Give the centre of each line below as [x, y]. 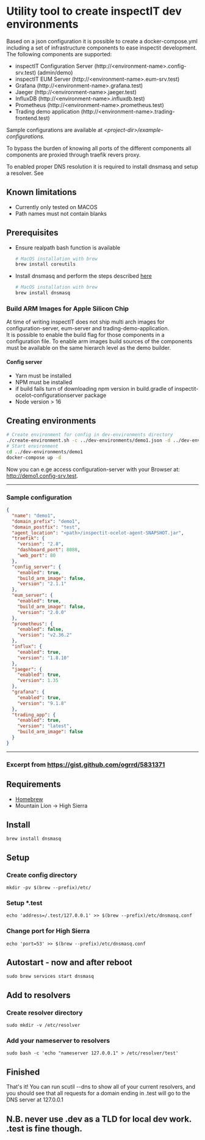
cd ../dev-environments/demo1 [45, 452]
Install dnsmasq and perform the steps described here [84, 276]
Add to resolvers [39, 995]
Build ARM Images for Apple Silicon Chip [68, 308]
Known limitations [41, 192]
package [95, 395]
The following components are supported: [59, 54]
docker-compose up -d [34, 457]
